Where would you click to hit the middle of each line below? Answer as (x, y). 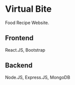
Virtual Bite (28, 9)
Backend (19, 66)
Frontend (19, 38)
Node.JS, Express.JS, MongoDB (37, 77)
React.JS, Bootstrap (25, 50)
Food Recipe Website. (27, 23)
